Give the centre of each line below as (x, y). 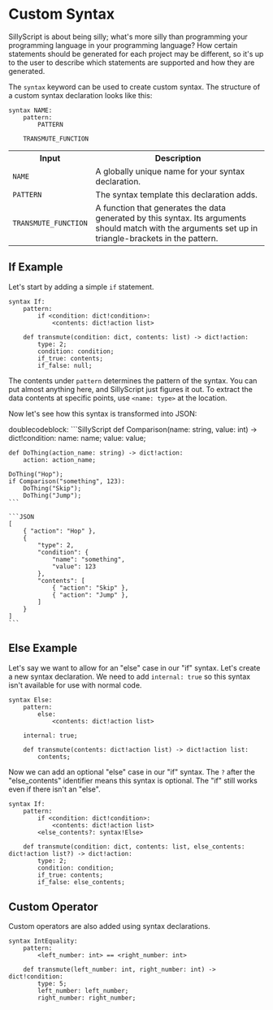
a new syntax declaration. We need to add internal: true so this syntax (129, 676)
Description (178, 158)
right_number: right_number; (87, 998)
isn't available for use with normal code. (75, 685)
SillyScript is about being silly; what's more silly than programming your (128, 37)
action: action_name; (59, 460)
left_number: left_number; (83, 991)
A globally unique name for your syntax (170, 171)
